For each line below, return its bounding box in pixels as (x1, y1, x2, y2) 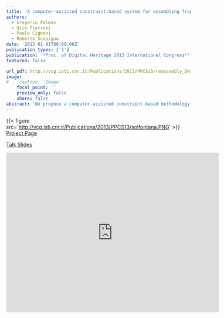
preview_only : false (16, 90, 67, 96)
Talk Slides (6, 141, 32, 148)
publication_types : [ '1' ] (6, 47, 69, 53)
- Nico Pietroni (11, 25, 51, 31)
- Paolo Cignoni (11, 31, 51, 36)
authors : (6, 14, 28, 20)
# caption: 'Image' (6, 79, 62, 85)
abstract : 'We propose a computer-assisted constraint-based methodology (6, 101, 191, 107)
